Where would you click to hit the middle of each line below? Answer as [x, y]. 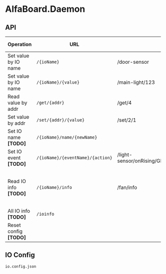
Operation [20, 44]
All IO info [19, 211]
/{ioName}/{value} [58, 82]
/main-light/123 [136, 82]
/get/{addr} [50, 103]
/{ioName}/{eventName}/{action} [74, 158]
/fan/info [127, 187]
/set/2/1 [127, 120]
